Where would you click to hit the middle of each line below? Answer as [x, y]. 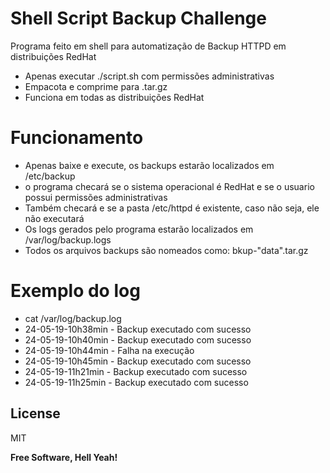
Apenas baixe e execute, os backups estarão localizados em [149, 165]
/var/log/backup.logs [68, 239]
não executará [54, 218]
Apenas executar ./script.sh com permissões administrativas [149, 76]
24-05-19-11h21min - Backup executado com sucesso [136, 371]
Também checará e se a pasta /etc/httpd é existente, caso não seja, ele [172, 208]
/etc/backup [50, 176]
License [35, 413]
